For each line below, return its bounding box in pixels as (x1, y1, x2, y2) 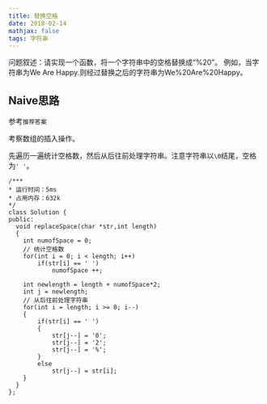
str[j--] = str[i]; (51, 367, 117, 376)
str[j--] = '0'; (51, 332, 107, 340)
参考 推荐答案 (8, 116, 47, 126)
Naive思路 (8, 94, 60, 107)
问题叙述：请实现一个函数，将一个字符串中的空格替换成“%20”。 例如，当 (8, 57, 252, 67)
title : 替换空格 (8, 11, 58, 20)
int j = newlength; (23, 288, 89, 296)
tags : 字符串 (8, 34, 49, 43)
